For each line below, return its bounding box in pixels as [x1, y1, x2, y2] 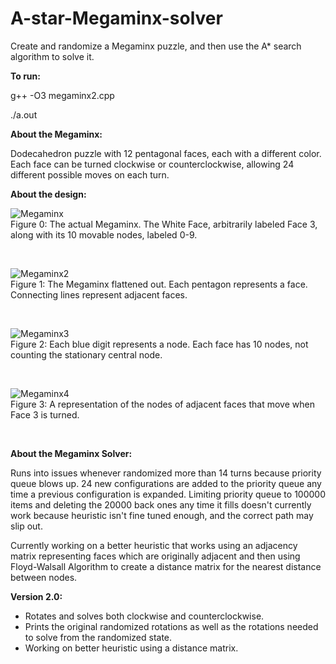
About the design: [10, 188, 87, 200]
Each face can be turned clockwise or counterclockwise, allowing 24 [10, 158, 295, 170]
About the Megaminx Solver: [10, 447, 133, 459]
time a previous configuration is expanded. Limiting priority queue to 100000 [10, 488, 326, 500]
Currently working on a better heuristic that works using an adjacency [10, 539, 298, 551]
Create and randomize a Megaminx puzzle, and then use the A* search [10, 40, 302, 52]
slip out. [10, 520, 43, 532]
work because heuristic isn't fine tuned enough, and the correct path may [10, 509, 314, 521]
